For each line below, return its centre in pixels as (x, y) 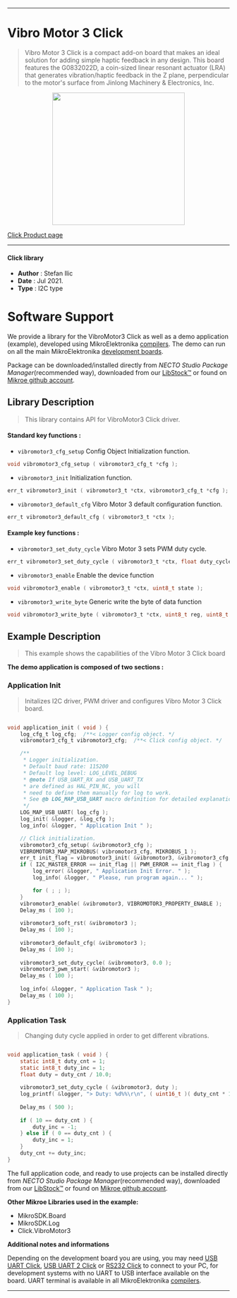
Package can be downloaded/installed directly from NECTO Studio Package (118, 365)
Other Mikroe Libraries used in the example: (73, 1202)
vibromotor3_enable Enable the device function (86, 575)
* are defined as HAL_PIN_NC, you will (81, 786)
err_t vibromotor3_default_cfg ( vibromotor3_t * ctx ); (91, 517)
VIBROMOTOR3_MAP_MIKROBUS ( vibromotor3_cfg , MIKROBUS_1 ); (109, 852)
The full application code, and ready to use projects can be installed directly (118, 1173)
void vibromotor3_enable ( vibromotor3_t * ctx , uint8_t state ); (105, 588)
